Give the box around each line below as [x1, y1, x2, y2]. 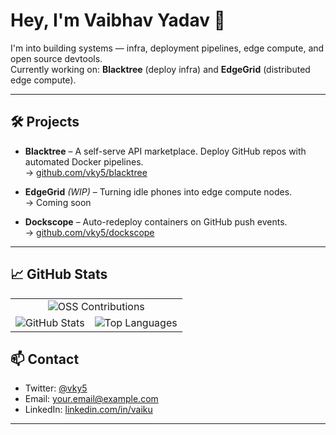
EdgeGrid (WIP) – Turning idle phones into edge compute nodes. [24, 185, 293, 198]
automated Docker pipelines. [24, 155, 144, 168]
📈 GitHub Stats [10, 266, 108, 283]
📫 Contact [10, 350, 80, 368]
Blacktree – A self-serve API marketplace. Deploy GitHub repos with [24, 145, 307, 157]
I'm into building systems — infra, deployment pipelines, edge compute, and [10, 42, 325, 54]
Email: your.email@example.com [24, 393, 159, 405]
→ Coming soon [24, 196, 92, 208]
